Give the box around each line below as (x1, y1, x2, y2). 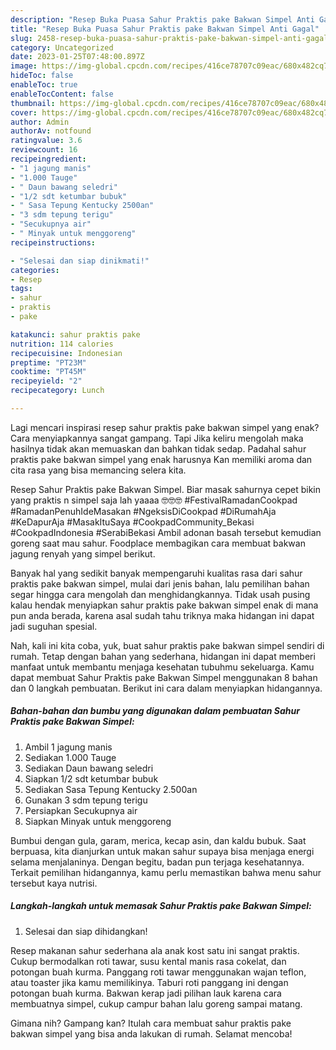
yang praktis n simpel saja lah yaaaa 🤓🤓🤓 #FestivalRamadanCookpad (10, 494, 298, 506)
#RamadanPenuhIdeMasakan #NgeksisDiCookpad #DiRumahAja (10, 505, 277, 517)
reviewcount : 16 (10, 145, 78, 155)
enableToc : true (10, 80, 78, 90)
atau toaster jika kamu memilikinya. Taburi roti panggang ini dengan (10, 976, 289, 988)
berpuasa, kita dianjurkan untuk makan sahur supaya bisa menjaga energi (10, 845, 315, 857)
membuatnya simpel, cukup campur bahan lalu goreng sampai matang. (10, 997, 303, 1010)
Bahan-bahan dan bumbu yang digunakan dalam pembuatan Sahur (10, 705, 300, 717)
